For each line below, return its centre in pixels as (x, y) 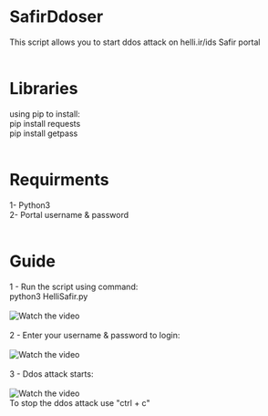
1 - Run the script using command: (74, 286)
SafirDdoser (57, 17)
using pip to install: (45, 114)
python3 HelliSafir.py (49, 296)
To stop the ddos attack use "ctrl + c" (80, 402)
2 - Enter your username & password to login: (95, 335)
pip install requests (45, 123)
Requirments (59, 180)
